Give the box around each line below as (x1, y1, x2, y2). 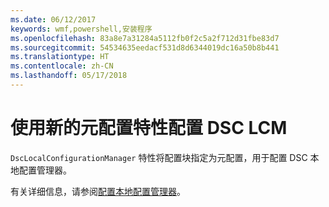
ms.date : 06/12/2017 (10, 14, 97, 25)
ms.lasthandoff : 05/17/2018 (10, 71, 128, 81)
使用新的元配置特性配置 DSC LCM (10, 117, 288, 140)
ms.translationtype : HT (10, 52, 110, 62)
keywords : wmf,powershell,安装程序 (10, 24, 153, 34)
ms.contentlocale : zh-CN (10, 61, 114, 71)
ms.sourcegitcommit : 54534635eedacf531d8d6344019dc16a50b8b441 (10, 42, 280, 53)
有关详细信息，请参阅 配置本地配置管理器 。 (10, 185, 186, 197)
